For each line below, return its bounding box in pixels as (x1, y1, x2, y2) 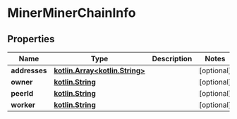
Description (152, 54, 193, 63)
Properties (7, 33, 55, 45)
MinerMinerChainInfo (7, 5, 136, 21)
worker (11, 100, 35, 110)
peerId (11, 89, 34, 98)
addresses (11, 65, 47, 75)
